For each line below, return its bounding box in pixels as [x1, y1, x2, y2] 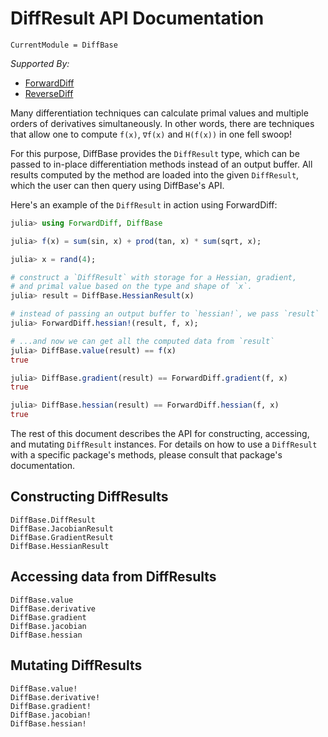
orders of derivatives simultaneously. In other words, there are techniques [10, 117, 315, 129]
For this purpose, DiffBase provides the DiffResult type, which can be [10, 147, 300, 159]
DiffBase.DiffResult [10, 515, 97, 525]
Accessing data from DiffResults [10, 568, 217, 586]
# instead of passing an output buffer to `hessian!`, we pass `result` [10, 309, 320, 319]
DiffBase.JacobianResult [10, 523, 114, 534]
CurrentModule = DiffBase [10, 40, 118, 50]
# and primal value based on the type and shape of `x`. [10, 282, 253, 292]
